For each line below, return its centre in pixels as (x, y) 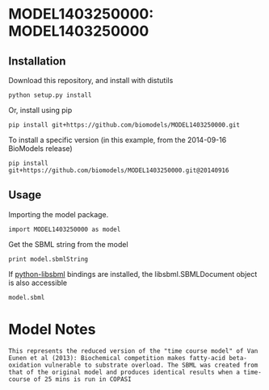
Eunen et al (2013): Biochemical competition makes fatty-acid (117, 358)
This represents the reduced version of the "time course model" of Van (133, 351)
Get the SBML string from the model (68, 244)
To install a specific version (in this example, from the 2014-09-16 (118, 140)
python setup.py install (50, 95)
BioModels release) (40, 149)
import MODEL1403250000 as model (65, 229)
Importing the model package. (59, 214)
